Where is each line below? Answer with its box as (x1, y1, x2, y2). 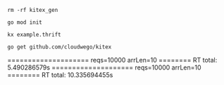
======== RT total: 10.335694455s (7, 71, 113, 79)
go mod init (7, 19, 42, 26)
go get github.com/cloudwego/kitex (7, 44, 112, 51)
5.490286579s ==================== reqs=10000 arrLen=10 (7, 63, 202, 72)
